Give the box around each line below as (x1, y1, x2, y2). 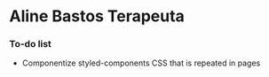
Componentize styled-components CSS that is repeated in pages (21, 58, 261, 68)
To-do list (9, 38, 51, 50)
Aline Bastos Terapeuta (9, 6, 185, 27)
